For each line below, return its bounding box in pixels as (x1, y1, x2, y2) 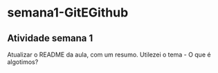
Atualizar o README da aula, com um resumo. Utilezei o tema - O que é (7, 50, 211, 59)
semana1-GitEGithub (7, 5, 129, 21)
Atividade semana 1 (7, 32, 93, 44)
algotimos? (7, 58, 39, 66)
